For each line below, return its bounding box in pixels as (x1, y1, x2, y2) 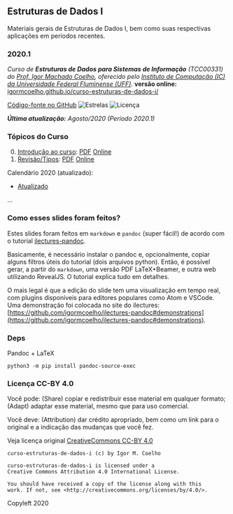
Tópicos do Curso (7, 132, 69, 142)
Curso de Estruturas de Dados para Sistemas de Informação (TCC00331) (7, 65, 224, 73)
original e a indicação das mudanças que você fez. (7, 423, 154, 431)
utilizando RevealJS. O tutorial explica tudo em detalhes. (7, 272, 170, 280)
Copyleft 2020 (7, 499, 49, 508)
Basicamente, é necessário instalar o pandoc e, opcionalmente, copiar (7, 250, 210, 258)
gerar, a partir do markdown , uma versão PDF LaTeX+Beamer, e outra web (7, 265, 216, 273)
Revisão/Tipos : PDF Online (17, 155, 94, 164)
